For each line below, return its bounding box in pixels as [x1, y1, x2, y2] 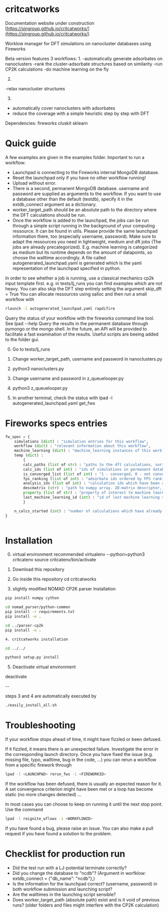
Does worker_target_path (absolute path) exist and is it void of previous [12, 896, 160, 902]
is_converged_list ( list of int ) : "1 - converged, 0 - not [23, 472, 151, 477]
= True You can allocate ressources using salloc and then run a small [5, 291, 147, 297]
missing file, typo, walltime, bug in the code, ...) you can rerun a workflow [5, 756, 156, 763]
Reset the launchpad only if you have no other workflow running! [12, 175, 146, 181]
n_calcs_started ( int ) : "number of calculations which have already [14, 508, 162, 514]
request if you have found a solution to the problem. [5, 830, 112, 836]
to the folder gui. [5, 336, 39, 342]
